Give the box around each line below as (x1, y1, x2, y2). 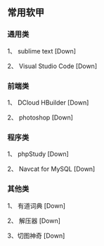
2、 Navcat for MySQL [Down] (7, 164, 96, 174)
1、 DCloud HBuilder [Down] (7, 98, 89, 107)
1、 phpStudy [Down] (7, 150, 69, 158)
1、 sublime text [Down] (7, 46, 76, 55)
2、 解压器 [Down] (7, 216, 61, 225)
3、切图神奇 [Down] (7, 231, 65, 240)
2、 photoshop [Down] (7, 113, 74, 122)
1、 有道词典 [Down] (7, 201, 65, 209)
